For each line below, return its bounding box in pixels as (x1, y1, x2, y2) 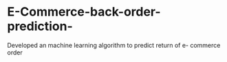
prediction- (7, 18, 74, 34)
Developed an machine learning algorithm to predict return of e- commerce (7, 41, 221, 49)
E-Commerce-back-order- (7, 4, 161, 20)
